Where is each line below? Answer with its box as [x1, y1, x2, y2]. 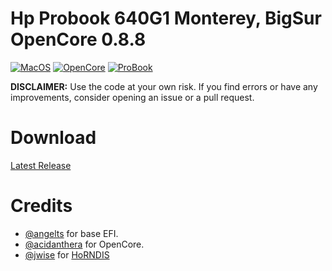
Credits [10, 195, 73, 217]
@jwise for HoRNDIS [24, 248, 110, 261]
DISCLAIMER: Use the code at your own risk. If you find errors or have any [10, 80, 318, 92]
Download [10, 127, 97, 149]
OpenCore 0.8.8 [10, 28, 147, 51]
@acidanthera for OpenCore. [24, 238, 145, 250]
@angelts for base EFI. [24, 227, 119, 239]
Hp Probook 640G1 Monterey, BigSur [10, 7, 322, 30]
